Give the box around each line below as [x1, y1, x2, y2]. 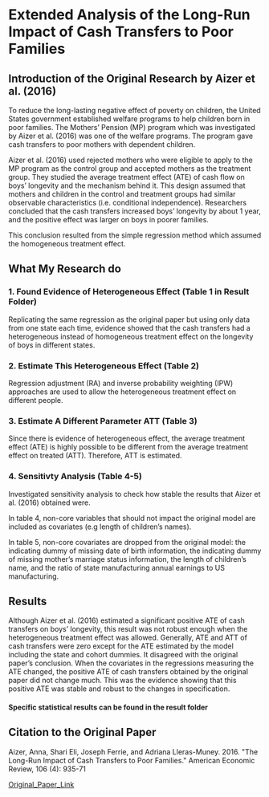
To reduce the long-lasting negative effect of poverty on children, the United [8, 106, 261, 115]
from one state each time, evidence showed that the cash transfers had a [8, 323, 251, 332]
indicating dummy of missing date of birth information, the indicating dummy [8, 546, 262, 555]
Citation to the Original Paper [8, 726, 157, 739]
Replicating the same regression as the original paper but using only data [8, 315, 251, 324]
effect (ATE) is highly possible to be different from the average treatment [8, 442, 249, 452]
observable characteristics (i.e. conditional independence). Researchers [8, 198, 247, 207]
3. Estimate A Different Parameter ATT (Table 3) [8, 415, 198, 426]
